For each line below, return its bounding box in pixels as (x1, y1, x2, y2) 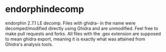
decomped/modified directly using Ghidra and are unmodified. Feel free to (5, 25, 158, 31)
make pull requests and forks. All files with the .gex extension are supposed (5, 30, 161, 36)
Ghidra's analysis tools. (5, 41, 53, 47)
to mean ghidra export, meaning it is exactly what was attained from (5, 36, 145, 42)
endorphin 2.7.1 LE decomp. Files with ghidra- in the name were (5, 20, 136, 26)
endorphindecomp (5, 3, 84, 15)
